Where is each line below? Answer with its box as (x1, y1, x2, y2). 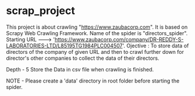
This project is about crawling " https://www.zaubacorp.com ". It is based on (6, 23, 188, 30)
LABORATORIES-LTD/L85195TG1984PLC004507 (6, 42, 123, 49)
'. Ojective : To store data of (122, 42, 189, 49)
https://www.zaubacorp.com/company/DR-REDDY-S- (54, 36, 184, 43)
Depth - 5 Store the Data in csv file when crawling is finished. (6, 66, 154, 73)
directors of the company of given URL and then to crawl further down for (6, 48, 184, 55)
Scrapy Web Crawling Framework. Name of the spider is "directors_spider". (6, 29, 188, 36)
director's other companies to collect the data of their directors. (6, 54, 160, 61)
